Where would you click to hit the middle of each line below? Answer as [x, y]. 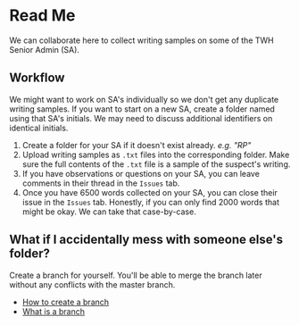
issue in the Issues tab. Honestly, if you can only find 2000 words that [150, 202]
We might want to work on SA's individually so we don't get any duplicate [144, 99]
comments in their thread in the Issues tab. [101, 183]
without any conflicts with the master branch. [92, 284]
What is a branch [54, 311]
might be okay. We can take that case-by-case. [109, 212]
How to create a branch [66, 302]
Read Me [42, 16]
